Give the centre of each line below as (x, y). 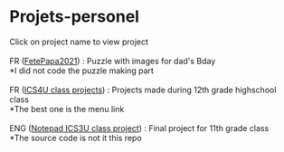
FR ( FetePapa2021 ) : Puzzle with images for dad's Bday (113, 61)
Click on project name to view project (79, 42)
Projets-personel (75, 17)
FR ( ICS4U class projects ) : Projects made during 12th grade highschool (143, 90)
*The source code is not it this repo (76, 138)
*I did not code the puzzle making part (81, 71)
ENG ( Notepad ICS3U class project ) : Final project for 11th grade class (139, 128)
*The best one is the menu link (67, 109)
